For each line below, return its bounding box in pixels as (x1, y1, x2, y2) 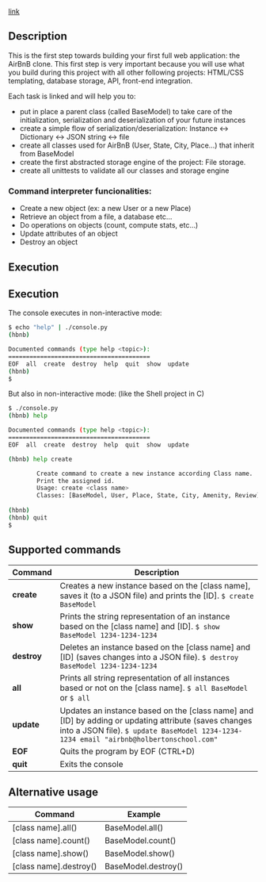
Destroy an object (19, 237, 78, 247)
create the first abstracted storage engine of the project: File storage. (19, 157, 246, 167)
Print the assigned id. (36, 477, 115, 485)
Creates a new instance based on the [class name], (59, 580, 251, 591)
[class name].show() (12, 848, 89, 859)
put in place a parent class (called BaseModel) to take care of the (19, 106, 233, 116)
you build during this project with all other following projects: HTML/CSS (8, 67, 244, 77)
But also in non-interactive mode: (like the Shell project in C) (8, 389, 204, 399)
